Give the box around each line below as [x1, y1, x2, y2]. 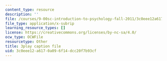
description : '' [5, 12, 39, 17]
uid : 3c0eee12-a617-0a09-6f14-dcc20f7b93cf [5, 48, 97, 53]
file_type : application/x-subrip [5, 21, 75, 26]
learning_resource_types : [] [5, 26, 66, 30]
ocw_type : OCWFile [5, 35, 43, 40]
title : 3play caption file [5, 44, 61, 49]
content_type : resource [5, 7, 55, 12]
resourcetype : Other [5, 39, 48, 44]
